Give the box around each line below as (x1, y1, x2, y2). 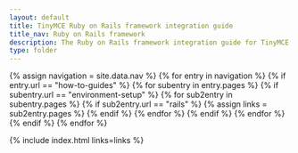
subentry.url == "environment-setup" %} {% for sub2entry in (9, 90, 234, 101)
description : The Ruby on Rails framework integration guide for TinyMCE (9, 37, 290, 47)
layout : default (9, 12, 70, 22)
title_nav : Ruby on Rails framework (9, 29, 145, 38)
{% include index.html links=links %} (9, 135, 145, 146)
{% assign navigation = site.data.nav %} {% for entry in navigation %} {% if (9, 70, 286, 81)
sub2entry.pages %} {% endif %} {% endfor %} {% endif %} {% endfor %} (9, 109, 286, 119)
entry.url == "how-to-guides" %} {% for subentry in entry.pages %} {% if (9, 80, 279, 91)
